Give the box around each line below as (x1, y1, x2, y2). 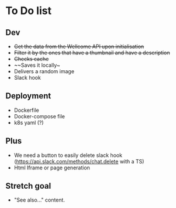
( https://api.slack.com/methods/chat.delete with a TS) (13, 158, 144, 165)
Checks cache (13, 56, 49, 62)
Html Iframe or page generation (13, 164, 90, 171)
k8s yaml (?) (13, 119, 44, 126)
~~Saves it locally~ (13, 62, 61, 69)
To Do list (5, 4, 52, 18)
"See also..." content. (13, 196, 65, 203)
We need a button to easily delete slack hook (13, 151, 123, 159)
